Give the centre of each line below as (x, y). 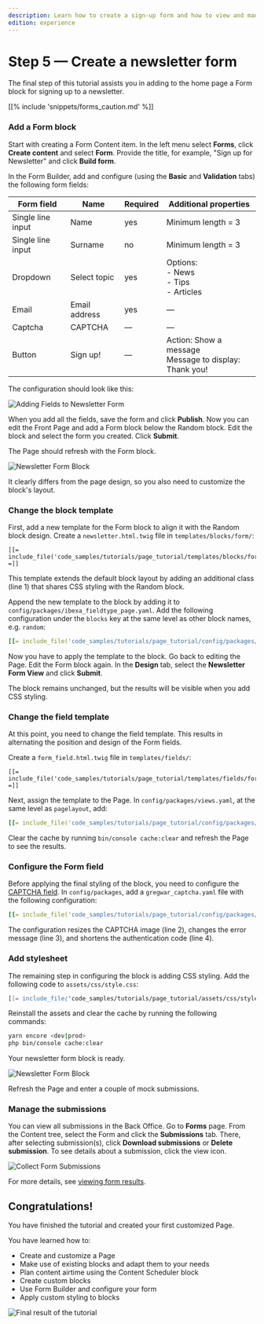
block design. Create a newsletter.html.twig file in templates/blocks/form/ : (131, 536)
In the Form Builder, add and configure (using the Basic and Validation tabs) (132, 176)
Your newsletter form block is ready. (67, 1059)
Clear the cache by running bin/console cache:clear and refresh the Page (128, 838)
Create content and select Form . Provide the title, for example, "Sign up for (130, 152)
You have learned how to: (49, 1241)
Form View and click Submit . (56, 673)
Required (142, 203)
